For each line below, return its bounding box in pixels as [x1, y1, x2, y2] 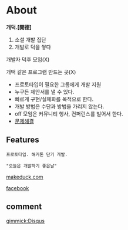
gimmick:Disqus [6, 217, 45, 224]
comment [6, 202, 42, 212]
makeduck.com [6, 173, 43, 180]
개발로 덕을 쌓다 [14, 43, 51, 50]
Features [6, 135, 39, 145]
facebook [6, 184, 29, 191]
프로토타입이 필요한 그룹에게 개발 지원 [14, 80, 102, 88]
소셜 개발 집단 [14, 36, 46, 43]
